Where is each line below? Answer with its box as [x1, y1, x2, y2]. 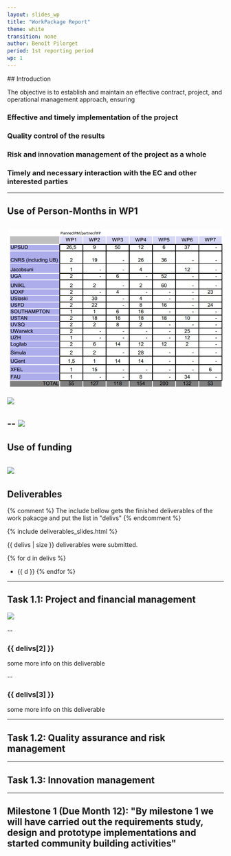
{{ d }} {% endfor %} [16, 568, 76, 576]
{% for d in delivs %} [7, 554, 67, 562]
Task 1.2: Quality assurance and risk [7, 732, 166, 744]
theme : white [7, 26, 45, 32]
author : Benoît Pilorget [7, 40, 78, 48]
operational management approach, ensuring [7, 95, 135, 103]
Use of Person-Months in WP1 [7, 206, 139, 217]
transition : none [7, 33, 57, 40]
